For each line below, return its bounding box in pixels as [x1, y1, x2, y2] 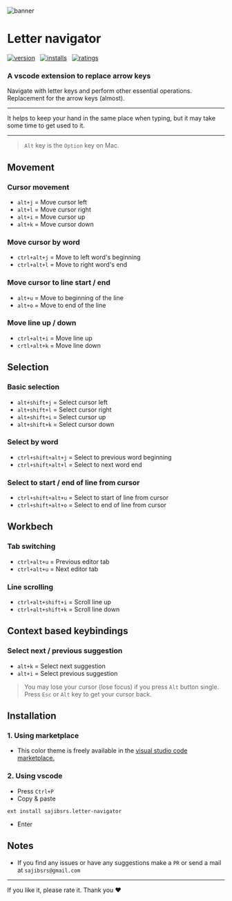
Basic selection [7, 382, 60, 392]
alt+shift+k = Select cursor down [17, 420, 115, 428]
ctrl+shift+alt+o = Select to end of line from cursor [17, 501, 167, 509]
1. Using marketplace [7, 731, 79, 741]
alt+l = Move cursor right [17, 205, 91, 213]
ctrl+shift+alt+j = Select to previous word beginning [17, 453, 172, 461]
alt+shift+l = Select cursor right [17, 405, 112, 414]
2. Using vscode [7, 771, 63, 781]
